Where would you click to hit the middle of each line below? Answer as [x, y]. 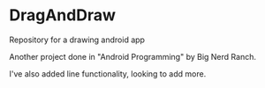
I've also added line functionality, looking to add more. [108, 73]
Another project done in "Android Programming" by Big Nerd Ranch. [132, 56]
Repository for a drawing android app [77, 40]
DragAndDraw [63, 15]
